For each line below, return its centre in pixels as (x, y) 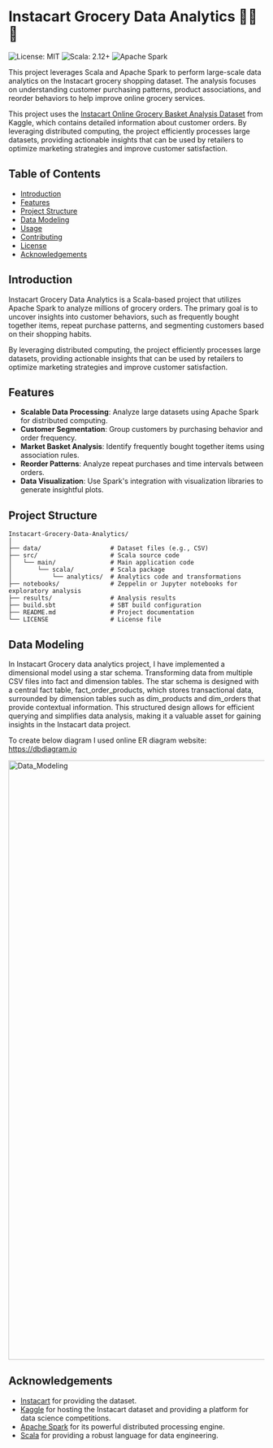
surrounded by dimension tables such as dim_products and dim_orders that (135, 698)
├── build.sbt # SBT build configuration (105, 605)
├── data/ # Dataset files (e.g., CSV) (108, 548)
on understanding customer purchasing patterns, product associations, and (135, 89)
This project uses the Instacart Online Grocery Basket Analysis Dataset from (136, 114)
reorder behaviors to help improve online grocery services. (107, 98)
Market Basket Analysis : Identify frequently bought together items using (142, 447)
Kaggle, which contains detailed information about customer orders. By (128, 122)
